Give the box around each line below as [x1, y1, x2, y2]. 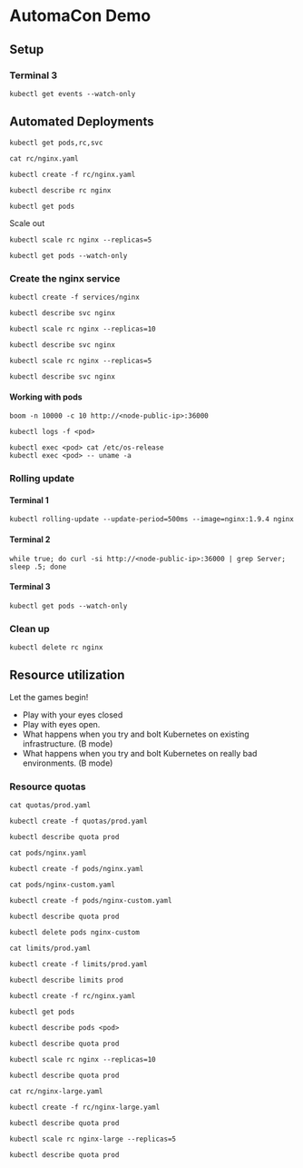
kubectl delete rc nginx [9, 643, 103, 652]
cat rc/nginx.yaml [9, 153, 79, 163]
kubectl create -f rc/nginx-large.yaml [9, 1103, 161, 1113]
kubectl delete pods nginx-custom [9, 928, 141, 937]
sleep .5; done [9, 562, 67, 571]
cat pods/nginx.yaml [9, 848, 88, 858]
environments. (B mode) [22, 757, 113, 768]
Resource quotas [9, 780, 86, 793]
